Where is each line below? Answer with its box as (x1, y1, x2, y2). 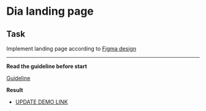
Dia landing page (6, 4, 94, 18)
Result (6, 86, 23, 93)
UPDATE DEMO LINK (15, 98, 69, 105)
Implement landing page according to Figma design (6, 45, 137, 52)
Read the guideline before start (6, 63, 88, 70)
